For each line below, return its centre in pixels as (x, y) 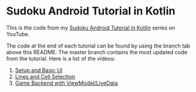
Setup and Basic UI (39, 70)
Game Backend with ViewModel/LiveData (66, 83)
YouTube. (18, 34)
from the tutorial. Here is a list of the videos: (61, 58)
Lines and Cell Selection (45, 76)
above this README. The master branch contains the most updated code (97, 52)
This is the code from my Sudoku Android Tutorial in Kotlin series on (91, 28)
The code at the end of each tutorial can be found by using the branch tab (98, 46)
